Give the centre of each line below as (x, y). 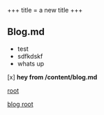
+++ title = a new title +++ (45, 10)
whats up (31, 63)
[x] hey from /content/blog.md (52, 77)
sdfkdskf (30, 56)
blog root (20, 104)
